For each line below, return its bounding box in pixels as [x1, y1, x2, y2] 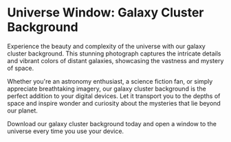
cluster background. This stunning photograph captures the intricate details [7, 49, 221, 58]
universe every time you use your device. [7, 127, 124, 135]
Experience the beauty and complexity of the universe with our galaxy [7, 42, 206, 50]
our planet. [7, 106, 38, 115]
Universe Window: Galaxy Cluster [7, 5, 204, 21]
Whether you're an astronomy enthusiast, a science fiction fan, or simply [7, 77, 213, 85]
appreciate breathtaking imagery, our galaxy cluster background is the [7, 84, 206, 93]
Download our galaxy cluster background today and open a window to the [7, 119, 217, 128]
